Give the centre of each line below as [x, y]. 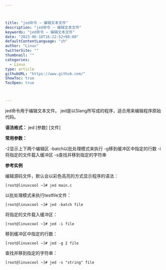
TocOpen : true [20, 83]
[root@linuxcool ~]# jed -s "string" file [50, 263]
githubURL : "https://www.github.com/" [45, 74]
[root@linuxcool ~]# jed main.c [39, 185]
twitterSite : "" [22, 51]
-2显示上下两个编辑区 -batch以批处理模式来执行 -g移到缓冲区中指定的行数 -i [83, 149]
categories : [17, 60]
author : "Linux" [22, 46]
